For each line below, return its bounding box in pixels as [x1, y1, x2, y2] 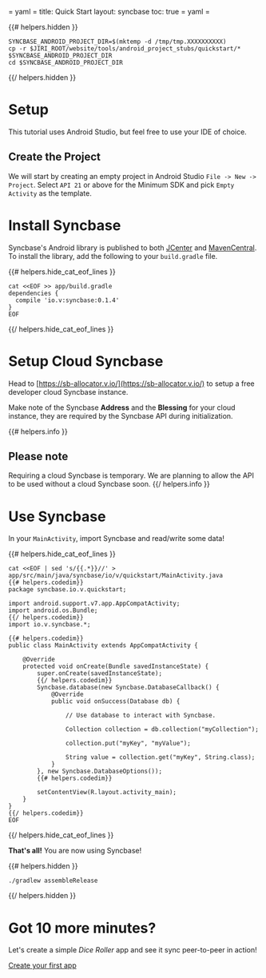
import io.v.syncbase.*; [8, 621, 91, 629]
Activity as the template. [8, 188, 92, 198]
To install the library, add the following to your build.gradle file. [8, 251, 218, 260]
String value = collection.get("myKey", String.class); [65, 753, 256, 761]
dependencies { [8, 289, 59, 297]
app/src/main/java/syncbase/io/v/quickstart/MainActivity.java [8, 571, 224, 580]
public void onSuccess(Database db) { [50, 698, 181, 706]
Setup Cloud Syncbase [8, 352, 164, 370]
